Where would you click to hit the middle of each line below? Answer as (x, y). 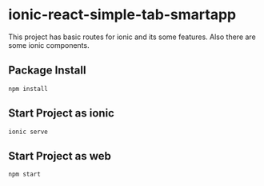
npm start (25, 174)
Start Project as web (60, 156)
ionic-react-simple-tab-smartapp (122, 15)
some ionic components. (49, 45)
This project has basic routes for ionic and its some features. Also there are (132, 37)
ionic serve (28, 132)
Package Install (47, 71)
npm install (28, 89)
